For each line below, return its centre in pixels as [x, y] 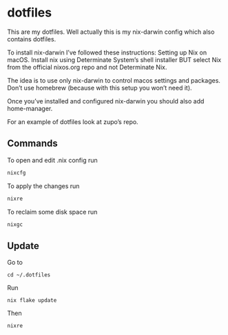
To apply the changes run [43, 186]
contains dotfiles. [32, 39]
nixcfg [17, 173]
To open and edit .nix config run [52, 160]
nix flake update [32, 301]
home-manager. [30, 108]
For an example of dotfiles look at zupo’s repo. [73, 121]
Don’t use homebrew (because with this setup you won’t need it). [100, 88]
